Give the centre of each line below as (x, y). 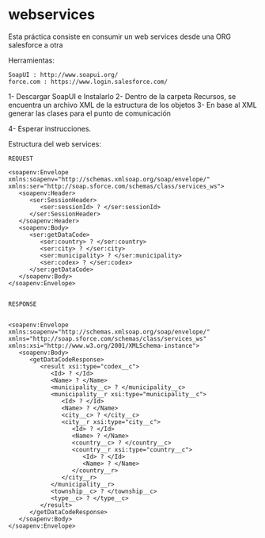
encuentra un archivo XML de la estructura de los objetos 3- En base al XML (132, 105)
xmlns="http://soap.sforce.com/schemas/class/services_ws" (108, 338)
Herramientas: (32, 60)
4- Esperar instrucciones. (50, 128)
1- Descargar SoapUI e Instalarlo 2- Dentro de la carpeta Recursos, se (122, 96)
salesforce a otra (36, 44)
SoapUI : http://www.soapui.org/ (63, 74)
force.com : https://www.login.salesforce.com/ (88, 82)
